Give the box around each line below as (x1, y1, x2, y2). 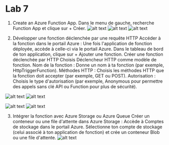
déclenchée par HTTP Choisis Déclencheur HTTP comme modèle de (12, 56, 157, 62)
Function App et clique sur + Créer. (12, 25, 86, 31)
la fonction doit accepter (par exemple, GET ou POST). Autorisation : (12, 72, 156, 79)
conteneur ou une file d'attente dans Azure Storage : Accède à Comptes (12, 118, 164, 124)
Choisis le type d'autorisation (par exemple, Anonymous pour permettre (12, 78, 163, 84)
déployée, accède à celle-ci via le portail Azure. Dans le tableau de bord (12, 46, 164, 52)
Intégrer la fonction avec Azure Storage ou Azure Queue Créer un (12, 113, 150, 119)
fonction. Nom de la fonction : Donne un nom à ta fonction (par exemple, (12, 62, 164, 68)
